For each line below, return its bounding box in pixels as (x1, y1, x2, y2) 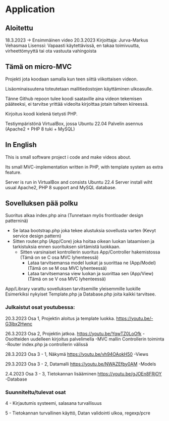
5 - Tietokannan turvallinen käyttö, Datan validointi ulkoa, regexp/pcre (5, 410, 150, 416)
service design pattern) (12, 233, 62, 239)
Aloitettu (5, 24, 34, 32)
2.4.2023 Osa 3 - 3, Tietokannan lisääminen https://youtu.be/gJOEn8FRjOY (5, 370, 162, 376)
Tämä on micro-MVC (5, 62, 72, 71)
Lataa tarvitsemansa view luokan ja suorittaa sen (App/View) (27, 271, 154, 277)
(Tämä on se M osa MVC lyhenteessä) (27, 265, 107, 271)
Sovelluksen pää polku (5, 199, 78, 208)
